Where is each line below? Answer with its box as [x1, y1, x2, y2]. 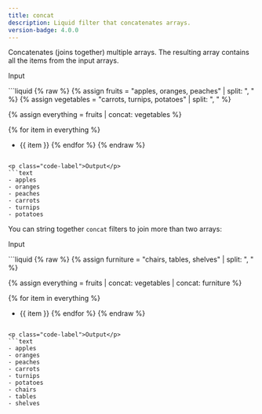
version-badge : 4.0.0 [8, 26, 79, 34]
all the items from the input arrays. [8, 56, 119, 65]
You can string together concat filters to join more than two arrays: [8, 225, 222, 234]
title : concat [8, 11, 55, 20]
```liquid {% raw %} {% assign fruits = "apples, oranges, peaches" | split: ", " [8, 86, 255, 96]
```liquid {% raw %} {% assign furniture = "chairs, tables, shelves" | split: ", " [8, 255, 254, 264]
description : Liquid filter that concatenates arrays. [8, 19, 191, 27]
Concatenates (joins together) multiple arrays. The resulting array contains [8, 48, 249, 57]
